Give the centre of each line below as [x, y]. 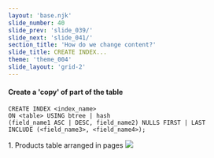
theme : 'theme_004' [40, 60]
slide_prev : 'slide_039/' [50, 30]
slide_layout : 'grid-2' [47, 67]
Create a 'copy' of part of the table [66, 92]
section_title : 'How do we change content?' [82, 45]
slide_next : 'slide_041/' [50, 38]
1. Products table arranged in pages [66, 145]
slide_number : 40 [37, 23]
